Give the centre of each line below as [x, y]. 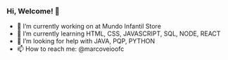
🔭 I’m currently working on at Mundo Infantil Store [89, 27]
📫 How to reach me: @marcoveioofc [70, 49]
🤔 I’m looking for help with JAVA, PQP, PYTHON [86, 41]
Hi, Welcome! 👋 [33, 11]
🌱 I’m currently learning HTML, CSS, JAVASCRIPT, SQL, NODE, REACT [119, 33]
